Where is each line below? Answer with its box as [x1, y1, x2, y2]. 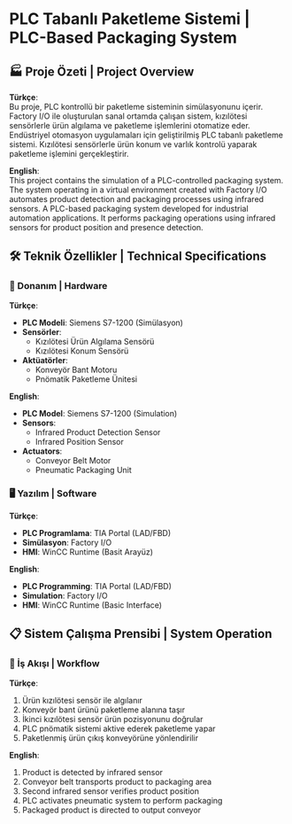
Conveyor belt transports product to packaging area [21, 776, 212, 787]
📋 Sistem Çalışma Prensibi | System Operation [9, 626, 273, 641]
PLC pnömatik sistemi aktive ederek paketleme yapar [21, 723, 216, 734]
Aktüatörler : [21, 354, 68, 365]
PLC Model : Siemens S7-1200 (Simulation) [21, 408, 178, 418]
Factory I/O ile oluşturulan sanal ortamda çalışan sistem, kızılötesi [9, 111, 248, 121]
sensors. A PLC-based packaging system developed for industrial [9, 204, 250, 214]
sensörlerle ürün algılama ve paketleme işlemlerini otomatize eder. [9, 120, 250, 130]
